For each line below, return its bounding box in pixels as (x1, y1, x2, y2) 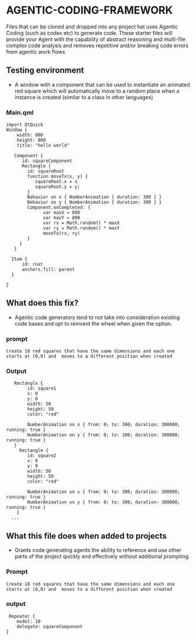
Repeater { (8, 613, 35, 619)
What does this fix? (6, 298, 79, 308)
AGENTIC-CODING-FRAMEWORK (6, 4, 173, 17)
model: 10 (16, 618, 41, 624)
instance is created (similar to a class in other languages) (14, 93, 154, 100)
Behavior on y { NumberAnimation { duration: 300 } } (27, 199, 162, 206)
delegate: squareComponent (16, 623, 83, 629)
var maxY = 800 (43, 215, 81, 221)
